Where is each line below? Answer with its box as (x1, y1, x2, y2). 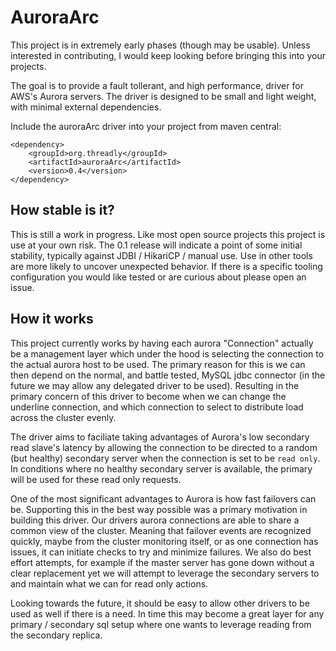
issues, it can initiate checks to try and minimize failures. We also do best (10, 546, 312, 558)
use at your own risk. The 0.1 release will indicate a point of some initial (10, 239, 303, 251)
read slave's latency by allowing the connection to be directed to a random (10, 441, 318, 453)
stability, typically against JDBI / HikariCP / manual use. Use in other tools (10, 249, 313, 261)
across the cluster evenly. (10, 411, 117, 423)
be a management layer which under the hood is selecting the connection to (10, 347, 325, 360)
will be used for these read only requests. (10, 473, 182, 485)
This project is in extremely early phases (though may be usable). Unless (10, 39, 311, 51)
